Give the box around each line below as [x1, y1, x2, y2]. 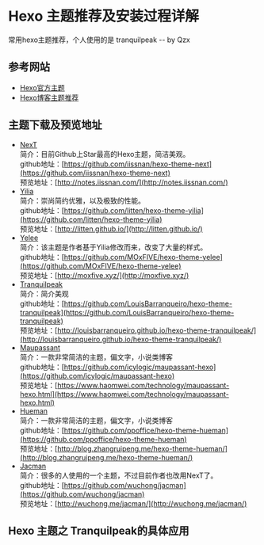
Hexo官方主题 [19, 82, 65, 92]
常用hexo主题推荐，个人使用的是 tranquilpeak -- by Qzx [8, 35, 190, 44]
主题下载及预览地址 [8, 118, 102, 131]
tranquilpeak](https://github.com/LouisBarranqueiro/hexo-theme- [19, 307, 235, 317]
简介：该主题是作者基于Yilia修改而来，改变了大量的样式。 [19, 242, 208, 252]
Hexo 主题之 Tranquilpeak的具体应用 [8, 524, 189, 537]
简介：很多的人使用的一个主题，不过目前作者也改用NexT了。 [19, 471, 218, 480]
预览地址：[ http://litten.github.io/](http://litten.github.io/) [19, 223, 204, 234]
